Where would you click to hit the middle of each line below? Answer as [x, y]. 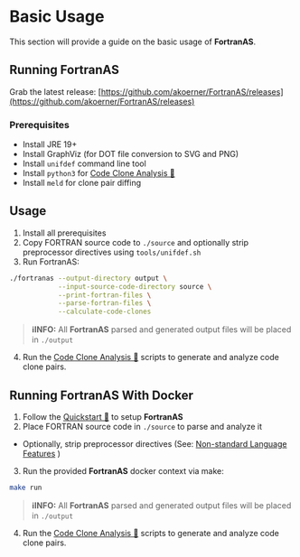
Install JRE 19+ [50, 144]
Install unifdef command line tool [84, 163]
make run [26, 488]
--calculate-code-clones [104, 312]
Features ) [42, 454]
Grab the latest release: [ [56, 91]
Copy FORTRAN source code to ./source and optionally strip [136, 242]
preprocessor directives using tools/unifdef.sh [112, 252]
